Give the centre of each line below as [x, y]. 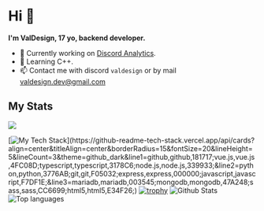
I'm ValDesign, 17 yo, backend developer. [77, 38]
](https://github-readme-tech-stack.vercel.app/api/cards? [161, 140]
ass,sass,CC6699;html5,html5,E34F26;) [73, 190]
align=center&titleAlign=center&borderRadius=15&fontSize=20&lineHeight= [131, 148]
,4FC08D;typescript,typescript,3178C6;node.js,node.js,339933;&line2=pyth [131, 165]
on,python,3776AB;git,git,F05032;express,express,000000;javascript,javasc [132, 173]
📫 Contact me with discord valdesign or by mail [98, 70]
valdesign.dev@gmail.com [63, 81]
